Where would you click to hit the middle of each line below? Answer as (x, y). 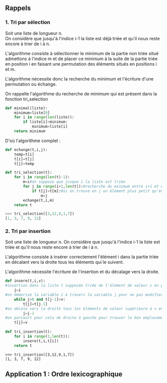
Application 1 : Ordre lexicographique (64, 374)
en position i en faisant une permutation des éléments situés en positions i (81, 64)
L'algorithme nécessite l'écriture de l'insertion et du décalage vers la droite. (82, 272)
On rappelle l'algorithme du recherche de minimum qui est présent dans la (81, 93)
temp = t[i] (24, 154)
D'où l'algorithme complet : (33, 141)
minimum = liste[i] (50, 127)
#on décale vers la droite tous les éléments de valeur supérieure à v (81, 308)
